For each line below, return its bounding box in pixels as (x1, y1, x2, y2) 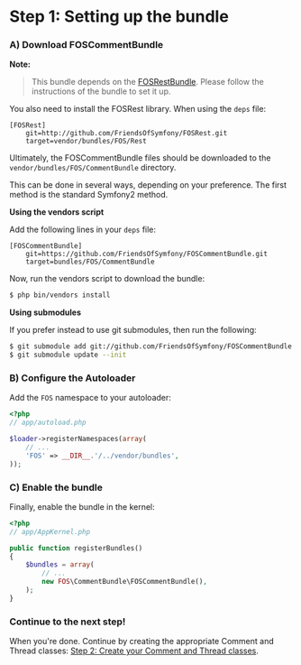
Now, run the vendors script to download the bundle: (9, 273, 205, 284)
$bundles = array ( (25, 560, 95, 569)
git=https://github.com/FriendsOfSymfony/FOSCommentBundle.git (25, 250, 269, 259)
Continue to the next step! (9, 615, 126, 628)
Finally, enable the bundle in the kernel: (9, 501, 155, 512)
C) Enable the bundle (9, 481, 104, 494)
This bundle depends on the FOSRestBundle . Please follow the (31, 77, 264, 88)
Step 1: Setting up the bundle (9, 6, 230, 27)
